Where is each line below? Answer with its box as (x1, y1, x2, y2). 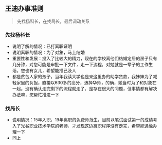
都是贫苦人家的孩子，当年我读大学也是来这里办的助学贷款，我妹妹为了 (12, 74, 153, 80)
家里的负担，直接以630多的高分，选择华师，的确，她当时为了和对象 (16, 80, 152, 86)
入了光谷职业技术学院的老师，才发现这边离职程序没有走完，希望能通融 (12, 123, 153, 129)
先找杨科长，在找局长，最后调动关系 (17, 18, 90, 24)
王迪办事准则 (5, 4, 44, 13)
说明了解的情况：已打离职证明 (12, 43, 72, 49)
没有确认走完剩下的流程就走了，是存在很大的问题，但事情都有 (25, 86, 149, 92)
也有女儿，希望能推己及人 (25, 68, 76, 73)
